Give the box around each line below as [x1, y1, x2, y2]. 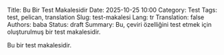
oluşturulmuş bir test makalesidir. [7, 27, 101, 36]
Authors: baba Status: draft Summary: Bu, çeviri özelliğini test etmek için [7, 21, 212, 28]
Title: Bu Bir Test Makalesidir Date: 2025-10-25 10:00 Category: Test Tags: [7, 6, 218, 14]
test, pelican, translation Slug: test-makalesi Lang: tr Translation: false [7, 13, 205, 21]
